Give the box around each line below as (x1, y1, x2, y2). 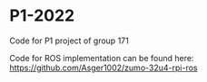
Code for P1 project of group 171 (9, 35, 129, 46)
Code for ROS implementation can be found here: (9, 52, 194, 63)
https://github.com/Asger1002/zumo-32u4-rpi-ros (9, 62, 198, 73)
